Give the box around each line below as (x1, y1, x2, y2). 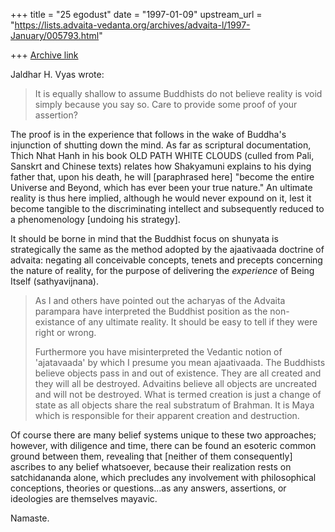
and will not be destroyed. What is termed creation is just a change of (34, 389, 322, 400)
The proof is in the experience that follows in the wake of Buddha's (10, 129, 287, 140)
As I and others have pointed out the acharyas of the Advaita (34, 295, 286, 306)
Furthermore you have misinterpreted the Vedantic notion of (34, 346, 283, 358)
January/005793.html (10, 30, 100, 41)
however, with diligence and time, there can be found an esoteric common (10, 440, 317, 451)
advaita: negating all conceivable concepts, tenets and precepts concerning (10, 254, 323, 266)
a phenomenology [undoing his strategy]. (10, 214, 181, 225)
